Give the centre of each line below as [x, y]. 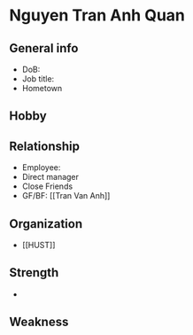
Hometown [42, 88]
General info [44, 48]
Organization [46, 224]
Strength [34, 273]
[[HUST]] [39, 245]
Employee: [41, 167]
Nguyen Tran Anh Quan [97, 16]
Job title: [38, 79]
